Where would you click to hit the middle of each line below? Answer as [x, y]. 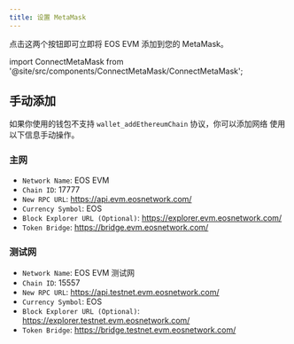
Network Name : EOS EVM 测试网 [78, 273]
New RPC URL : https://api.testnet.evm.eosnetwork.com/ [120, 293]
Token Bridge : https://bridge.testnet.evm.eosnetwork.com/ [129, 330]
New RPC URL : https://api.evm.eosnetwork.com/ [107, 199]
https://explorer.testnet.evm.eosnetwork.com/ [106, 321]
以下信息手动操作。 [44, 135]
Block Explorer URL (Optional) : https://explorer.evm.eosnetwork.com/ [152, 217]
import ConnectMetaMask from [66, 61]
